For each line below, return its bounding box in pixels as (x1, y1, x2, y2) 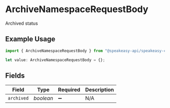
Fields (5, 71, 25, 80)
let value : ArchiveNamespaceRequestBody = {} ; (5, 57, 105, 63)
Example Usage (5, 35, 56, 43)
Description (85, 86, 114, 93)
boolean (33, 95, 53, 102)
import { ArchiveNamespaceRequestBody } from (5, 48, 103, 53)
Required (58, 86, 80, 93)
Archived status (5, 20, 38, 26)
